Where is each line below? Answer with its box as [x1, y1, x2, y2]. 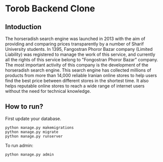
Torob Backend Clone [5, 3, 95, 14]
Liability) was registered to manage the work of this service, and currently [5, 51, 156, 57]
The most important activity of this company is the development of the [5, 62, 149, 68]
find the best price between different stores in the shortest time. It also [5, 78, 149, 83]
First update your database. [5, 116, 62, 121]
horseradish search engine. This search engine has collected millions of [5, 67, 152, 73]
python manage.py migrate [5, 129, 58, 134]
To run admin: [5, 142, 34, 148]
